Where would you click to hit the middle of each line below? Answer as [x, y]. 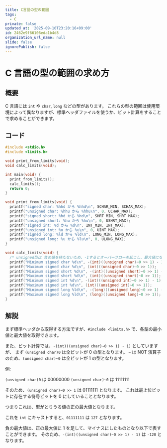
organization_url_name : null [35, 38]
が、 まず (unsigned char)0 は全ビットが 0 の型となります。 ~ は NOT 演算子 [83, 352]
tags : [11, 14]
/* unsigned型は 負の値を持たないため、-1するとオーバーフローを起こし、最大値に [84, 257]
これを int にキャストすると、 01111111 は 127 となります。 [65, 417]
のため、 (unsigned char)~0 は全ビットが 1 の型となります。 [66, 358]
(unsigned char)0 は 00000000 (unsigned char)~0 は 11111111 [68, 379]
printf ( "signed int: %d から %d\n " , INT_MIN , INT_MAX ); [68, 225]
